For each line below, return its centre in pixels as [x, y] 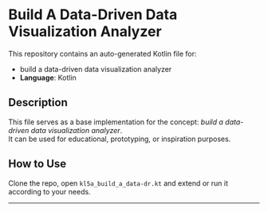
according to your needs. [49, 191]
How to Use [37, 164]
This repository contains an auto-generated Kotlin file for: [102, 53]
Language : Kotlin [48, 77]
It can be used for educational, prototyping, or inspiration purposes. [120, 139]
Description [38, 102]
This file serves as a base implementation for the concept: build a [116, 122]
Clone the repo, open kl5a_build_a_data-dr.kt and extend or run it [118, 183]
